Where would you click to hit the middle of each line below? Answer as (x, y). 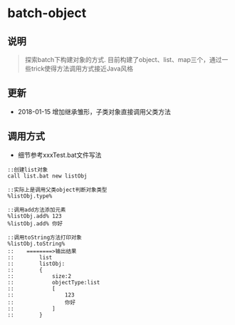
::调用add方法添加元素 (37, 210)
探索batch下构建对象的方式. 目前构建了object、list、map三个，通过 (123, 60)
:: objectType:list (54, 282)
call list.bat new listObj (47, 176)
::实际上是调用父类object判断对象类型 (57, 190)
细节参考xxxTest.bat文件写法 (59, 155)
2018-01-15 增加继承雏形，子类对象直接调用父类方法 (94, 111)
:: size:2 (40, 276)
